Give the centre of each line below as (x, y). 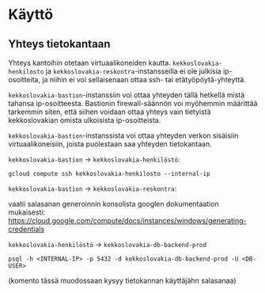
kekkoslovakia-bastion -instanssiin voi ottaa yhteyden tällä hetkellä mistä (127, 95)
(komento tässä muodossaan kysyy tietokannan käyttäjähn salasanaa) (122, 280)
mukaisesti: (27, 212)
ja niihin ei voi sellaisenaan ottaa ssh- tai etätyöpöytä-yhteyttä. (144, 80)
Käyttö (31, 15)
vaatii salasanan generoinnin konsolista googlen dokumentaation (114, 204)
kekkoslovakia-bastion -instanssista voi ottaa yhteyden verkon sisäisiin (123, 135)
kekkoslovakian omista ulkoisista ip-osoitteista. (85, 120)
